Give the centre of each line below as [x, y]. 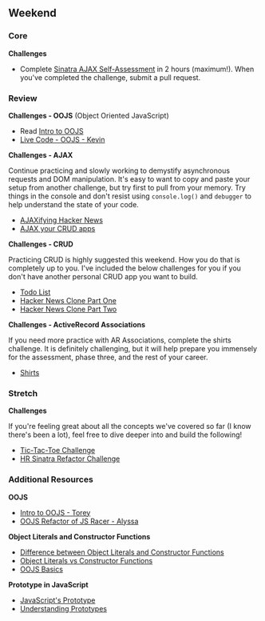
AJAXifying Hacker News [61, 220]
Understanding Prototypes [63, 608]
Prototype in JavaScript [49, 584]
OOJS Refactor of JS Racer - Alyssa [79, 521]
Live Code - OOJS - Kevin [62, 139]
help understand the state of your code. [74, 204]
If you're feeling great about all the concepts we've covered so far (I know [130, 427]
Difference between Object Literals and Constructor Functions [122, 552]
